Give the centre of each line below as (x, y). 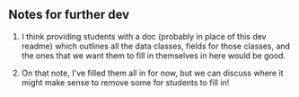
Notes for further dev (69, 15)
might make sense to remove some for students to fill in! (125, 82)
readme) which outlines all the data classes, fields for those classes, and (156, 46)
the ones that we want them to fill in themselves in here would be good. (154, 55)
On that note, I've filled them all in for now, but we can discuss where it (152, 73)
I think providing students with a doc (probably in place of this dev (144, 36)
